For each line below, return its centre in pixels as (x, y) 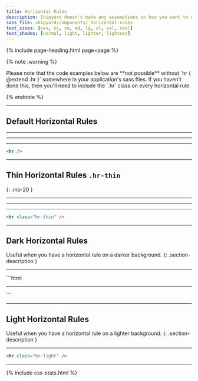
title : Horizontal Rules (37, 12)
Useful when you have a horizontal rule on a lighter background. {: (86, 333)
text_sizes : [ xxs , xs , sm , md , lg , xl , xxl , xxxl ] (70, 28)
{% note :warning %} (32, 62)
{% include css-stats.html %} (42, 373)
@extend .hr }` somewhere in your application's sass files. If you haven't (94, 80)
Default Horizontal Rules (52, 121)
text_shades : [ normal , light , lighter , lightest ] (68, 34)
